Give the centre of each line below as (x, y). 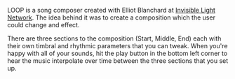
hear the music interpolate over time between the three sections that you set (118, 61)
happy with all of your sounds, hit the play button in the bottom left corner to (117, 53)
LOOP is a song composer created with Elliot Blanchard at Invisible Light (112, 10)
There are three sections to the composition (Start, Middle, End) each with (114, 38)
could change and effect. (43, 25)
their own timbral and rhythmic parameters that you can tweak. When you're (117, 46)
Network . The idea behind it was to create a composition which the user (112, 17)
